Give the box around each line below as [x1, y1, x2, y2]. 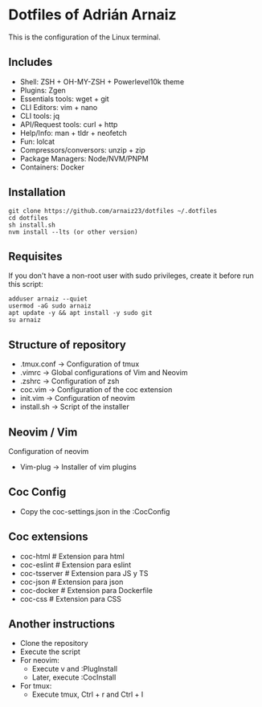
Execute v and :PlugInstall [31, 664, 118, 674]
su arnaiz [8, 316, 42, 325]
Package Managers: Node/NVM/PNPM [19, 153, 149, 163]
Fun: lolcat [19, 137, 55, 146]
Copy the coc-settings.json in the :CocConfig [19, 506, 170, 516]
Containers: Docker [19, 162, 84, 172]
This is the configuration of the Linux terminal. [8, 32, 161, 42]
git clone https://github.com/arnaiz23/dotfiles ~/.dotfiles [8, 206, 218, 215]
